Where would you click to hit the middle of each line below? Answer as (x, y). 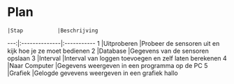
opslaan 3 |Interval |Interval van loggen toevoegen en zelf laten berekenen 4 (117, 58)
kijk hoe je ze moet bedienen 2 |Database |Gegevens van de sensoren (108, 51)
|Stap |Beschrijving (53, 31)
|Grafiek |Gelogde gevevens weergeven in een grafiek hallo (93, 73)
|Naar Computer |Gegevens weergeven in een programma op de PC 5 (108, 65)
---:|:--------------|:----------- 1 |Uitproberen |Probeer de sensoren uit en (114, 43)
